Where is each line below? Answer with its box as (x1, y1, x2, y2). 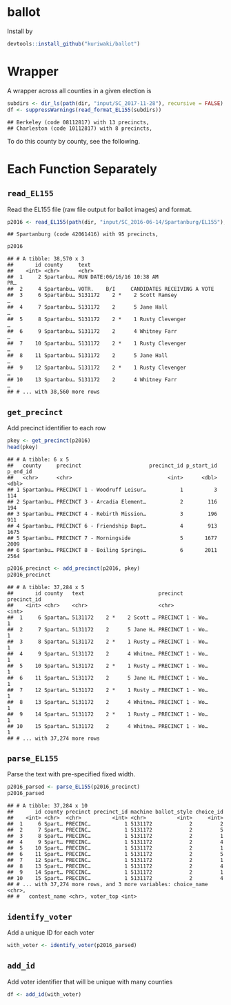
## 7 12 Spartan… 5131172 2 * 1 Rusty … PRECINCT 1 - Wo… (7, 687, 208, 693)
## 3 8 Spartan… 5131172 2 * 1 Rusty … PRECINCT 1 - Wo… (7, 638, 208, 645)
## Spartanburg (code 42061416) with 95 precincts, (7, 231, 159, 238)
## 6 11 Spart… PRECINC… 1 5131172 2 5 (7, 851, 224, 858)
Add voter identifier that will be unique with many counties (7, 977, 173, 986)
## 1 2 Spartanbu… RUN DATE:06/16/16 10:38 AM (7, 274, 159, 280)
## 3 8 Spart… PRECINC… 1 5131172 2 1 (7, 833, 224, 840)
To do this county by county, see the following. (7, 137, 140, 145)
